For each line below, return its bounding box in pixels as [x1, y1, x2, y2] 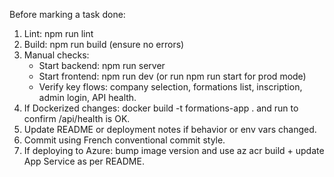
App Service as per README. [23, 155, 145, 167]
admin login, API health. [38, 92, 137, 103]
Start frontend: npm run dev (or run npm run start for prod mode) [38, 70, 307, 82]
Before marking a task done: [9, 9, 126, 20]
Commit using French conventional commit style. [23, 134, 226, 146]
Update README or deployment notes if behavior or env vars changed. [23, 124, 317, 135]
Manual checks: [23, 49, 90, 61]
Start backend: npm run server [38, 60, 166, 71]
